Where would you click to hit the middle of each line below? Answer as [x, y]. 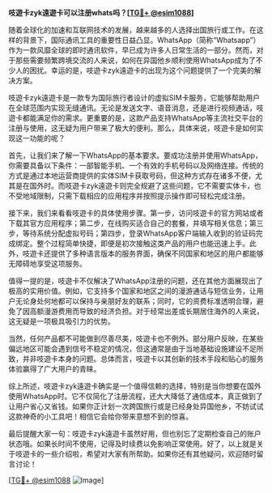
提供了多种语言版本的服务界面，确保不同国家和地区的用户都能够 [157, 253]
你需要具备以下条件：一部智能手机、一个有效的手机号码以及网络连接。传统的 [136, 166]
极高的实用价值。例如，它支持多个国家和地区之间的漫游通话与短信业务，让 [132, 291]
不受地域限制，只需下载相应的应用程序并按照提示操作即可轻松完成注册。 [129, 196]
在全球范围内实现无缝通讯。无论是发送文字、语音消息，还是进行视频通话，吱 [136, 108]
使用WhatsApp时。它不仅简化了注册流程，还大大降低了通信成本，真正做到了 [136, 396]
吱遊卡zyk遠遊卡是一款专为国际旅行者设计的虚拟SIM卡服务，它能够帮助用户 [134, 98]
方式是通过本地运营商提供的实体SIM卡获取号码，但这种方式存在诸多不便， [132, 176]
